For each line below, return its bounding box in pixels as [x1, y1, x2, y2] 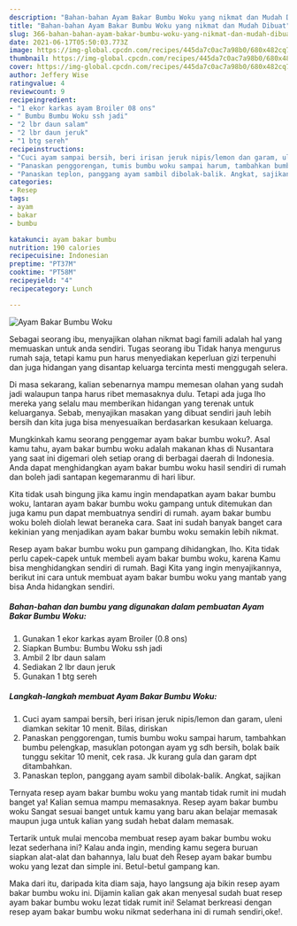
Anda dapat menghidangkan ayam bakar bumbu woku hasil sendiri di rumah [9, 462, 286, 472]
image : [9, 46, 34, 55]
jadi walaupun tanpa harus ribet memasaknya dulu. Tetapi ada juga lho [9, 388, 266, 399]
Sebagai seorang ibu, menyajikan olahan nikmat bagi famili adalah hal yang [9, 333, 283, 344]
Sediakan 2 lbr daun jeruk [21, 661, 116, 672]
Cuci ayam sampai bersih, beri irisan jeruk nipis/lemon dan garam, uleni [21, 713, 283, 724]
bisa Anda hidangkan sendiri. [9, 581, 115, 592]
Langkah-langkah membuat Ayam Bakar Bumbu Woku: [9, 691, 217, 702]
